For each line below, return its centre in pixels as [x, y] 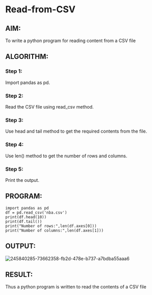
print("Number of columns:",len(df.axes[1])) [54, 230]
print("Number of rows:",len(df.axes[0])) [51, 226]
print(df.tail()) [24, 221]
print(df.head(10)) [26, 217]
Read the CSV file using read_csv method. [49, 107]
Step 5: [15, 169]
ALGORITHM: [27, 57]
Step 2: [15, 96]
